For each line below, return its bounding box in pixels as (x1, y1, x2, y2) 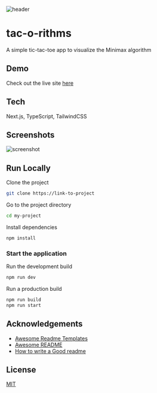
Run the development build (6, 263, 73, 270)
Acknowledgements (6, 319, 83, 329)
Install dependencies (6, 223, 58, 231)
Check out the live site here (6, 79, 73, 87)
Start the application (6, 249, 67, 257)
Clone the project (6, 179, 49, 186)
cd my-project (6, 213, 42, 219)
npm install (6, 235, 36, 241)
